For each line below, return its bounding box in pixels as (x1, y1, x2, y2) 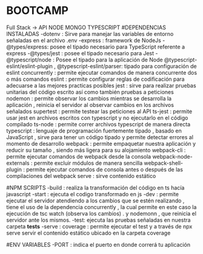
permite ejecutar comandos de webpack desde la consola (6, 153, 151, 160)
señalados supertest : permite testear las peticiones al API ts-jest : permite (6, 108, 193, 115)
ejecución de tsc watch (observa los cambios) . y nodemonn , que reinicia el (6, 210, 197, 217)
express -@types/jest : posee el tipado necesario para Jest (6, 49, 155, 57)
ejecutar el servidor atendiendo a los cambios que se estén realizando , (6, 197, 185, 204)
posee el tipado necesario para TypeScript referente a (50, 43, 185, 50)
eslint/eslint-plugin (6, 62, 53, 70)
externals (6, 159, 30, 166)
